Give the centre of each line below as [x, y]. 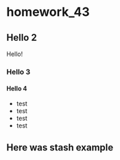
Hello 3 [19, 72]
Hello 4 [17, 88]
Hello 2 [22, 38]
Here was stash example [60, 147]
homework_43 [48, 12]
